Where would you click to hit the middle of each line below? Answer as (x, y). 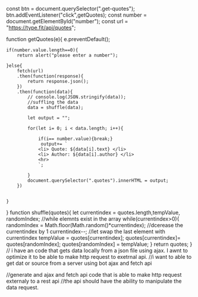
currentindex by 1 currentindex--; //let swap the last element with (86, 231)
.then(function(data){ (45, 92)
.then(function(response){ (50, 76)
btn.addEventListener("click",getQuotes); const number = (77, 15)
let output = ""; (49, 118)
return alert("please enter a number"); (67, 55)
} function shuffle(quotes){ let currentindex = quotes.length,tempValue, (93, 212)
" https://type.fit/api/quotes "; (41, 27)
